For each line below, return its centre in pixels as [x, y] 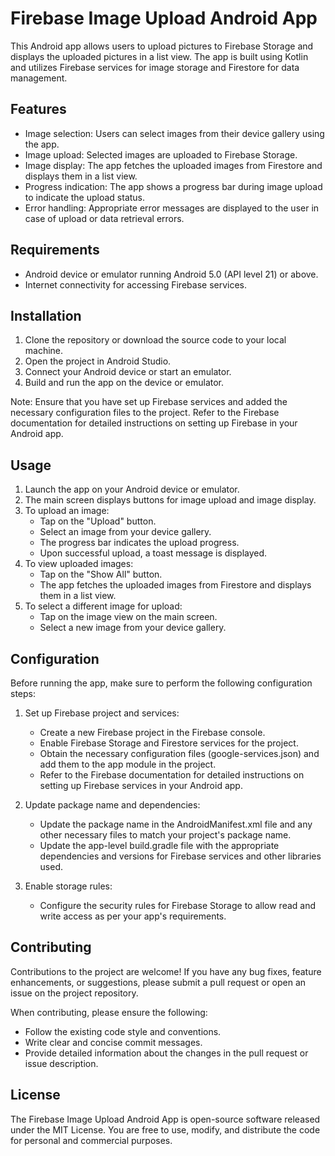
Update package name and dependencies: [112, 805]
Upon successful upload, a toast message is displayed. [153, 553]
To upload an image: [67, 511]
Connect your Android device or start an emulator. [128, 372]
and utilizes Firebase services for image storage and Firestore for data [155, 67]
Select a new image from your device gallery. [133, 628]
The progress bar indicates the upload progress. [139, 543]
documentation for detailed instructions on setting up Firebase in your [154, 423]
